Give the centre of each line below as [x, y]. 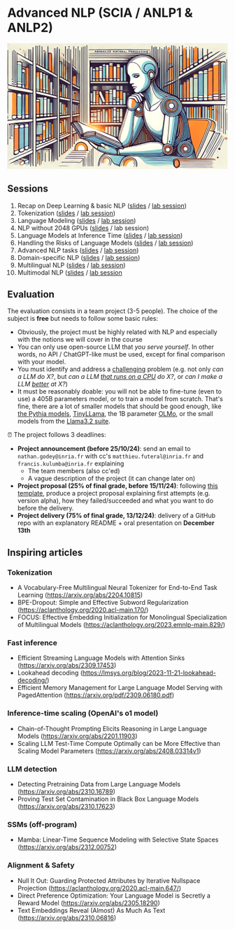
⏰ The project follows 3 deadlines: [57, 435]
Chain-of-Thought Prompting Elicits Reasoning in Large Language [112, 728]
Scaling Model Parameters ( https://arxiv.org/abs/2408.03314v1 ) [109, 751]
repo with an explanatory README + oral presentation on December [116, 523]
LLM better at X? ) [43, 384]
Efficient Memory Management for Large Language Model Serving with [120, 688]
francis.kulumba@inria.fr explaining [71, 463]
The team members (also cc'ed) [74, 471]
